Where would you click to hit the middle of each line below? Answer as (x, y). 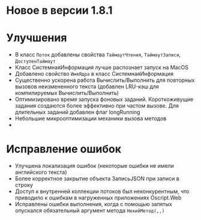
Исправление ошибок (64, 149)
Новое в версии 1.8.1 (59, 11)
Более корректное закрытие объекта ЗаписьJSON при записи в (97, 179)
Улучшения (37, 38)
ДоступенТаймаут (35, 62)
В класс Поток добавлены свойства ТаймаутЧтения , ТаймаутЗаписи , (98, 55)
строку (24, 185)
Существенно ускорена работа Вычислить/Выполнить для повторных (105, 80)
